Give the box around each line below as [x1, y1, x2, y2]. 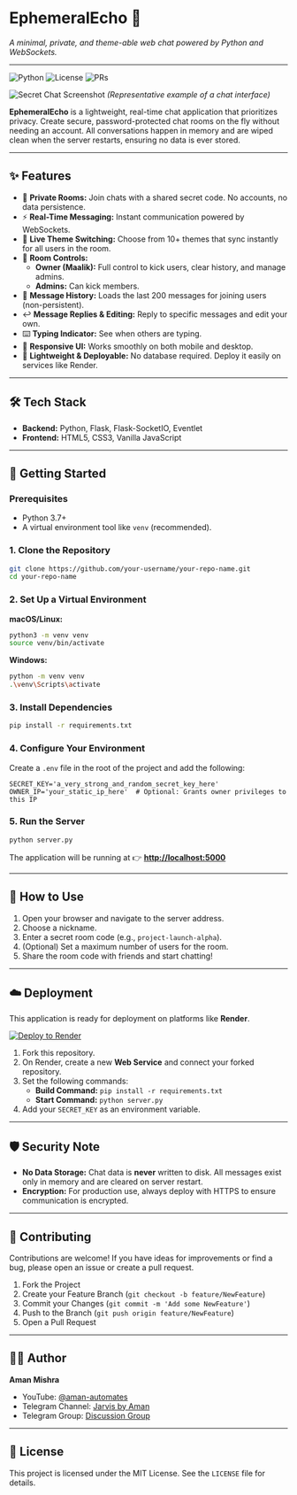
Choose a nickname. [21, 922, 97, 933]
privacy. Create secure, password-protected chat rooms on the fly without [9, 115, 280, 127]
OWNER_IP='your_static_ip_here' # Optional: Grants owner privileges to [9, 787, 287, 796]
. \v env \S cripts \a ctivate [9, 681, 101, 690]
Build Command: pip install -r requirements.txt [34, 1085, 223, 1096]
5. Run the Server [9, 815, 86, 828]
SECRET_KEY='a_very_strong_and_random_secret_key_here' [9, 779, 219, 789]
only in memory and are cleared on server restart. [21, 1176, 203, 1187]
